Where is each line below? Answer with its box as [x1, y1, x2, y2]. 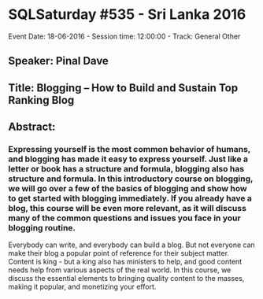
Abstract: [8, 120, 56, 134]
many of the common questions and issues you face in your [8, 212, 242, 223]
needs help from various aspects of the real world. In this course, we [8, 265, 232, 275]
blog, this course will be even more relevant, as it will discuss [8, 203, 246, 214]
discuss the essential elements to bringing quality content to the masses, [8, 274, 245, 283]
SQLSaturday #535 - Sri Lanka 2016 [8, 6, 246, 24]
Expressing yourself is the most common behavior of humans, [8, 144, 250, 155]
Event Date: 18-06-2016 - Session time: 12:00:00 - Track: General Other [8, 31, 241, 41]
